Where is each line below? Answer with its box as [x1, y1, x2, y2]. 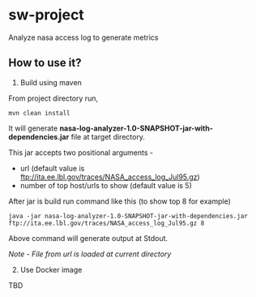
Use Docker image [19, 265, 83, 274]
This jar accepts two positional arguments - [8, 148, 154, 157]
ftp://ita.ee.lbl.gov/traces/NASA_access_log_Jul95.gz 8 [8, 219, 205, 227]
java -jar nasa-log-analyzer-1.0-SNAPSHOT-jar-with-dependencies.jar [8, 212, 249, 220]
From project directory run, [8, 93, 99, 103]
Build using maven [19, 77, 83, 87]
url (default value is [19, 163, 85, 173]
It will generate [8, 123, 58, 133]
